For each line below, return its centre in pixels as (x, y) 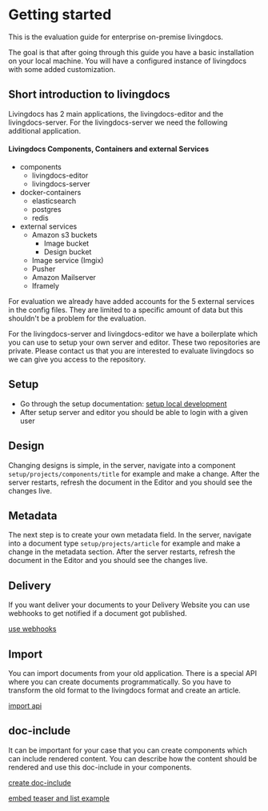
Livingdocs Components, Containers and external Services (109, 149)
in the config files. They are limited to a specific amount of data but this (126, 310)
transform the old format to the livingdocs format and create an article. (125, 690)
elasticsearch (54, 201)
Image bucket (66, 243)
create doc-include (40, 782)
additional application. (45, 130)
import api (25, 706)
